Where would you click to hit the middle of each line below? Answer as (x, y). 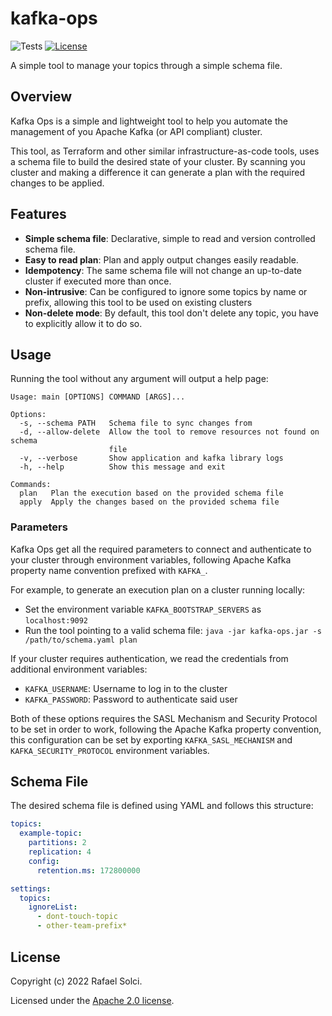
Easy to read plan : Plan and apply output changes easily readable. (161, 259)
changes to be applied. (57, 183)
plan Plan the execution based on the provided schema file (151, 493)
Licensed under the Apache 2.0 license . (92, 1000)
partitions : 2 (57, 843)
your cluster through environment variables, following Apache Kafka (151, 559)
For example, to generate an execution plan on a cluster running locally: (158, 589)
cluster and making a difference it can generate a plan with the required (158, 172)
